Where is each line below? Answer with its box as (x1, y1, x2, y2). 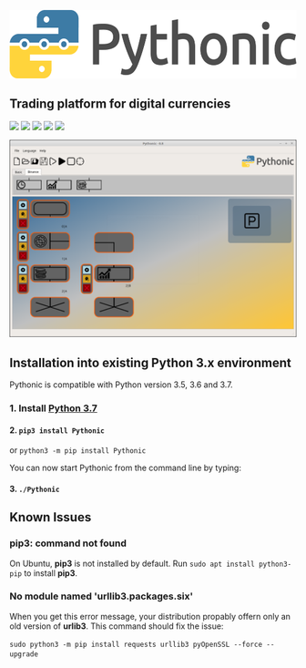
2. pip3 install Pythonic (9, 425, 105, 436)
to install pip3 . (24, 567, 78, 579)
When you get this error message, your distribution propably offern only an (9, 611, 291, 622)
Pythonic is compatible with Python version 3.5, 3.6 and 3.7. (9, 379, 234, 390)
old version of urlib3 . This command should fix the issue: (9, 621, 224, 632)
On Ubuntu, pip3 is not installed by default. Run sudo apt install (9, 558, 255, 569)
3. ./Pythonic (9, 483, 60, 494)
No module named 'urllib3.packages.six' (9, 590, 194, 602)
